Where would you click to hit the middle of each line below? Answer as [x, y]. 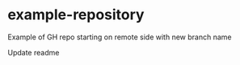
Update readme [34, 52]
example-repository [76, 15]
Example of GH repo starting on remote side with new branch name [120, 37]
